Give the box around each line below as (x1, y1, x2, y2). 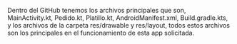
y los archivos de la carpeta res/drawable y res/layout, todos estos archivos (7, 21, 231, 29)
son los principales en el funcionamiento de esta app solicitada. (7, 28, 195, 37)
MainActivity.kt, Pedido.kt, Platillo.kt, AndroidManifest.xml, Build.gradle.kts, (7, 13, 228, 22)
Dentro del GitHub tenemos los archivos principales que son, (7, 6, 186, 14)
